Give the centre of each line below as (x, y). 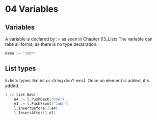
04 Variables (32, 9)
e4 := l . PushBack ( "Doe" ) (39, 99)
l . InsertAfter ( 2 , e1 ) (35, 113)
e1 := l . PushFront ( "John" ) (41, 104)
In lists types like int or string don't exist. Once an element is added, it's (77, 80)
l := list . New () (22, 94)
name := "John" (21, 53)
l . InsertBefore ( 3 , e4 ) (36, 108)
